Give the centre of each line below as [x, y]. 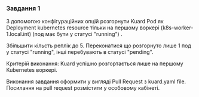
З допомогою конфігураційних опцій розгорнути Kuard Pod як [85, 22]
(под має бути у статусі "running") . [77, 34]
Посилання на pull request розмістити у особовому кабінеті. [83, 88]
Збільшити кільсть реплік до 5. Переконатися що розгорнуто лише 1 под [99, 46]
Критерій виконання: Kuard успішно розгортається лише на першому [95, 63]
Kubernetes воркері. [32, 70]
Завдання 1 [23, 8]
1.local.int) [19, 34]
